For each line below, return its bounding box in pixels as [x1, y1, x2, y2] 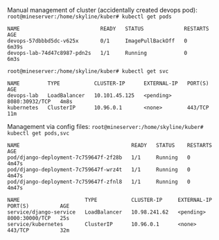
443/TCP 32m [7, 227, 70, 234]
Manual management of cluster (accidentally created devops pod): [7, 6, 198, 14]
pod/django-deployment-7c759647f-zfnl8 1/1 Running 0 [7, 178, 191, 185]
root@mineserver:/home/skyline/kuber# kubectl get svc [7, 68, 169, 75]
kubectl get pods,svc [7, 130, 70, 137]
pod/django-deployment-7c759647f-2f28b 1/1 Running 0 [7, 154, 191, 161]
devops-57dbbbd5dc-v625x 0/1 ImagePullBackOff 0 [7, 37, 188, 44]
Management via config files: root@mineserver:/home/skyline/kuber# [7, 123, 204, 130]
